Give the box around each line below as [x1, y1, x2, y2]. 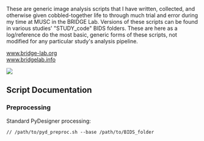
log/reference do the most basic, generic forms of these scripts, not [6, 31, 177, 38]
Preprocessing [6, 103, 51, 112]
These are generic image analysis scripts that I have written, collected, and [6, 5, 195, 12]
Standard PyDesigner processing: [6, 117, 92, 125]
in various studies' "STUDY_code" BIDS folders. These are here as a [6, 24, 178, 32]
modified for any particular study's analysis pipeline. [6, 38, 139, 45]
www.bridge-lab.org [6, 49, 57, 57]
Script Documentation [6, 85, 92, 95]
